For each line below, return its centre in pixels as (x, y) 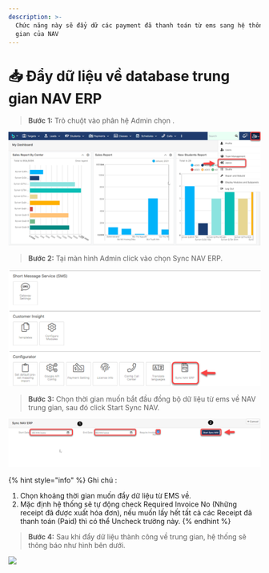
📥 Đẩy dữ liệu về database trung (119, 76)
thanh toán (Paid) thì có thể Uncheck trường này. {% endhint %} (125, 521)
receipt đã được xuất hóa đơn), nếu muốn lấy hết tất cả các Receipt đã (136, 512)
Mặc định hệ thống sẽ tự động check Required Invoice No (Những (128, 504)
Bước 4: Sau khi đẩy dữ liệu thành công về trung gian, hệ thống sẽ (137, 536)
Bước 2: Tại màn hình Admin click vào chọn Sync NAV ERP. (125, 258)
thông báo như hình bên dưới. (76, 545)
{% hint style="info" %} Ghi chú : (63, 480)
